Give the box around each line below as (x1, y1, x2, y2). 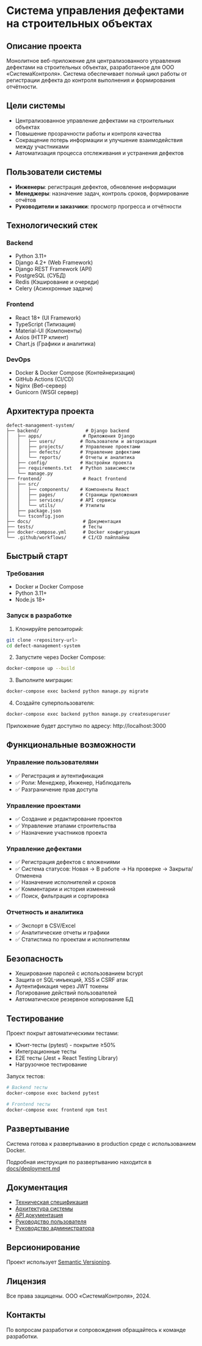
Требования (6, 569, 45, 578)
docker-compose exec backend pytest (6, 1090, 99, 1096)
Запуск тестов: (6, 1073, 45, 1080)
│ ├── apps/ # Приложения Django (6, 433, 135, 439)
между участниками (15, 143, 69, 150)
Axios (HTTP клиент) (15, 333, 69, 340)
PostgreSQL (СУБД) (15, 272, 66, 279)
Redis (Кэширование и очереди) (15, 278, 99, 286)
